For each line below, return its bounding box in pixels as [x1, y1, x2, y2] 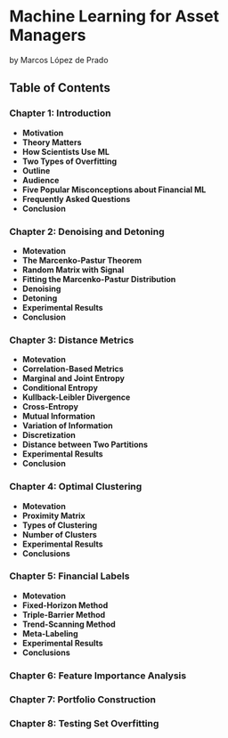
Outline [21, 165, 51, 175]
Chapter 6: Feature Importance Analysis [9, 669, 187, 682]
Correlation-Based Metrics [21, 363, 124, 375]
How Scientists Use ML [21, 146, 110, 157]
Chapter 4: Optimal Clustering [9, 481, 142, 493]
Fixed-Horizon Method [21, 599, 109, 611]
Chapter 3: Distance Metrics [9, 334, 134, 346]
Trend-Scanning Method [21, 619, 116, 629]
